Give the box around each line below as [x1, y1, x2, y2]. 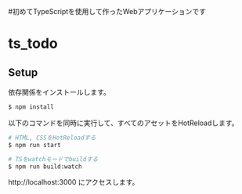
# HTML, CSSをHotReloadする [8, 134, 96, 142]
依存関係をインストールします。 [8, 88, 111, 96]
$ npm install [8, 103, 55, 111]
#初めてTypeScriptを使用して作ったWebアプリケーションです [8, 7, 206, 16]
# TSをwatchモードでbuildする [8, 155, 99, 163]
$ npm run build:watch [8, 163, 82, 171]
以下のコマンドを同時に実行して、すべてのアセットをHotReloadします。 [8, 118, 239, 128]
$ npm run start [8, 141, 61, 149]
